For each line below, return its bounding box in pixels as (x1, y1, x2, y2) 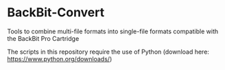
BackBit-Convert (7, 5, 105, 20)
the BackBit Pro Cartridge (7, 34, 80, 42)
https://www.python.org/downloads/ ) (7, 54, 113, 63)
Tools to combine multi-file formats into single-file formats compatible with (7, 27, 219, 35)
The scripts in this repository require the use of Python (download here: (7, 48, 209, 56)
